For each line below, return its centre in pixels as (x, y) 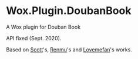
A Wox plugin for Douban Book (43, 27)
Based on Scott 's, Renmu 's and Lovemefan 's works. (69, 49)
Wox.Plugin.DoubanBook (69, 11)
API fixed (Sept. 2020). (34, 38)
